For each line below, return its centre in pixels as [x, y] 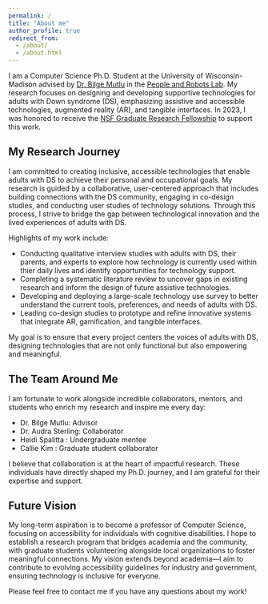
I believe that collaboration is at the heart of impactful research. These [124, 463]
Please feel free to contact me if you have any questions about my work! [128, 592]
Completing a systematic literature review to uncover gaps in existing [134, 279]
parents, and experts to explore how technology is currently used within [138, 262]
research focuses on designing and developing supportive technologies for [132, 93]
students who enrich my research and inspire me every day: [107, 407]
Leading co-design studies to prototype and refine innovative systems [136, 312]
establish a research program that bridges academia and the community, [128, 542]
